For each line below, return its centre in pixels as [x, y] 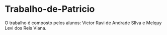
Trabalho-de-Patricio [50, 9]
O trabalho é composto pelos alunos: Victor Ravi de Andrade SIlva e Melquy [83, 23]
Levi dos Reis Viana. [26, 28]
